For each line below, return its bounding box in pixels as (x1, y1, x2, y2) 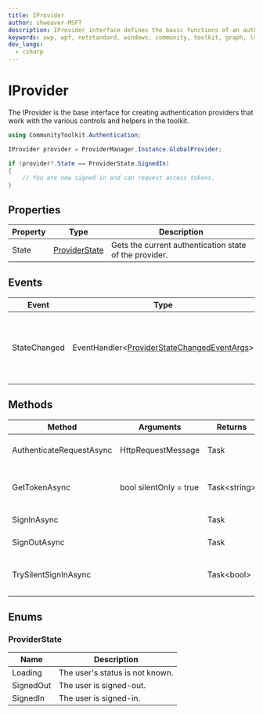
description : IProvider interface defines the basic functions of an (8, 26, 240, 34)
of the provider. (110, 250, 168, 260)
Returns (216, 421, 247, 432)
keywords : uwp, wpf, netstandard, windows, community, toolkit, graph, (8, 33, 247, 42)
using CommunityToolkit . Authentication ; (8, 131, 142, 139)
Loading (12, 668, 42, 679)
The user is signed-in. (58, 693, 141, 704)
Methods (8, 398, 53, 412)
